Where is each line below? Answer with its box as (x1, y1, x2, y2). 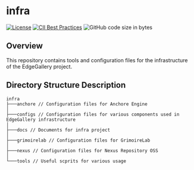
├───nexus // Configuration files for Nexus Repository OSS (6, 147, 159, 153)
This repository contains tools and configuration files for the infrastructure (6, 56, 189, 63)
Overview (6, 41, 43, 51)
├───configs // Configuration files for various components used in (6, 111, 180, 117)
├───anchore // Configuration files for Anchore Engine (6, 101, 148, 107)
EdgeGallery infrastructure (6, 117, 76, 123)
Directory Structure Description (6, 80, 126, 90)
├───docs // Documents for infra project (6, 127, 111, 133)
